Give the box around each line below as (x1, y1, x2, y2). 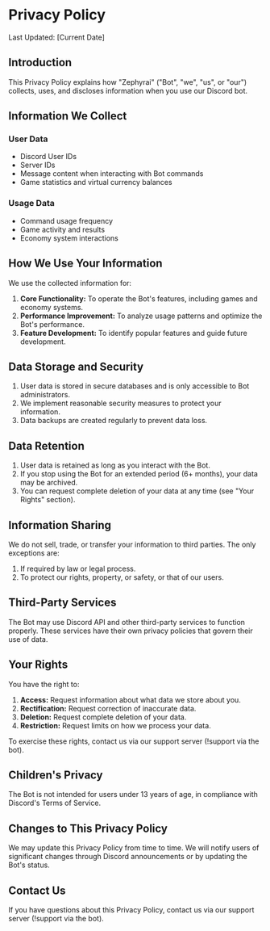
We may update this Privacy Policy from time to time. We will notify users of (8, 843, 260, 853)
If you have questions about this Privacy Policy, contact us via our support (8, 905, 255, 915)
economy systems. (19, 302, 83, 312)
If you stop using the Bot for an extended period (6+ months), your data (19, 469, 258, 479)
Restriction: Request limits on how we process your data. (19, 720, 211, 730)
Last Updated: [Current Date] (8, 32, 105, 42)
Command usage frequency (19, 216, 114, 225)
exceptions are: (8, 547, 60, 558)
